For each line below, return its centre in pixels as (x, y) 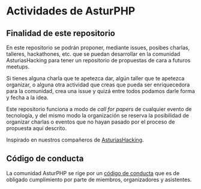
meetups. (18, 67)
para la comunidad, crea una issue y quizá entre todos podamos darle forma (100, 91)
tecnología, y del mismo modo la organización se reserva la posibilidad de (97, 115)
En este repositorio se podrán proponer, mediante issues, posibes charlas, (98, 47)
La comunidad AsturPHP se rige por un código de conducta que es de (93, 173)
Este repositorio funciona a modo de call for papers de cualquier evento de (99, 109)
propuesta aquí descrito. (37, 128)
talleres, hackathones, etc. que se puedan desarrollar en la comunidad (93, 54)
